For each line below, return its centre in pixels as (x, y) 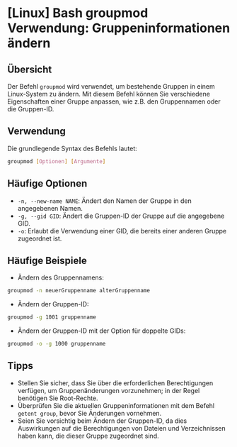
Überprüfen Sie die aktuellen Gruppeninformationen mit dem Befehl (116, 405)
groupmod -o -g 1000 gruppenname (57, 344)
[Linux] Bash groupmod (78, 13)
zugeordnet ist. (40, 238)
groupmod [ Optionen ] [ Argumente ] (57, 161)
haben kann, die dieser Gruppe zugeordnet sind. (88, 436)
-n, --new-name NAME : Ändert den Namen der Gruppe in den (105, 201)
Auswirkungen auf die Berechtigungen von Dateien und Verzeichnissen (122, 428)
